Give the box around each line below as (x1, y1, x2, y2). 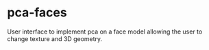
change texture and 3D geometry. (7, 34, 103, 42)
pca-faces (7, 5, 67, 21)
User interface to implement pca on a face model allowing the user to (7, 27, 203, 36)
